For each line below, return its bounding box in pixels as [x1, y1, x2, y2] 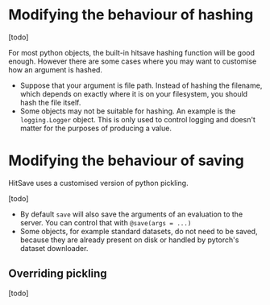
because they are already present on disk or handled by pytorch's [19, 235, 239, 245]
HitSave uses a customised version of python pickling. [8, 178, 189, 188]
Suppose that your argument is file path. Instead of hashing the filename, [19, 80, 263, 90]
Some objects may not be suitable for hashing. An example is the [19, 106, 236, 116]
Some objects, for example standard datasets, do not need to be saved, [19, 226, 258, 236]
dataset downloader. [19, 243, 89, 253]
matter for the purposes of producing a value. [19, 123, 172, 133]
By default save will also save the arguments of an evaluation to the [19, 209, 243, 219]
